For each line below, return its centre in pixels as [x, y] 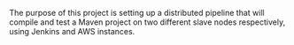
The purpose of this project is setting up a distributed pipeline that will [137, 13]
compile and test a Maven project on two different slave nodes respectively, [147, 22]
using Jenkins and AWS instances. [72, 31]
